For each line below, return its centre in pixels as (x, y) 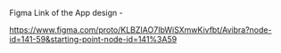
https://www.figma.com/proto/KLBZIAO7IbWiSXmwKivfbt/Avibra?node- (140, 30)
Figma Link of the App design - (66, 13)
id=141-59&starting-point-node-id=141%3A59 (93, 39)
